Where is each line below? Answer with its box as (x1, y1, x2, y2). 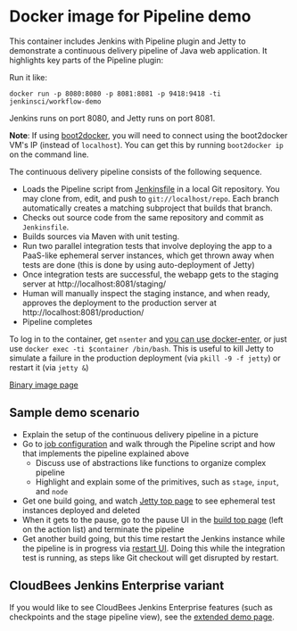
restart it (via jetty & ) (9, 361, 89, 372)
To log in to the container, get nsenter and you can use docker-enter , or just (9, 333, 287, 345)
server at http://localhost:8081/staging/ (21, 278, 167, 289)
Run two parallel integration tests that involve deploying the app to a (21, 240, 273, 251)
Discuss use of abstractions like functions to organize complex (35, 457, 267, 468)
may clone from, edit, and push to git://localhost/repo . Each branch (21, 193, 279, 203)
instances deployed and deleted (21, 504, 141, 515)
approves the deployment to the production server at (21, 297, 217, 308)
